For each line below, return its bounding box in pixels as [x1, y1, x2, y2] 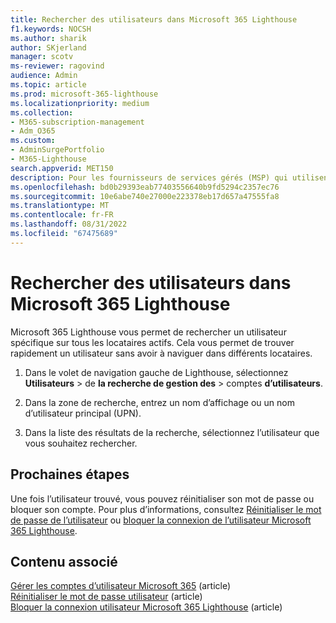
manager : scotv [10, 52, 74, 62]
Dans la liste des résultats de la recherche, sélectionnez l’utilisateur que [24, 426, 320, 438]
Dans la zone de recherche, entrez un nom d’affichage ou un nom [24, 396, 295, 408]
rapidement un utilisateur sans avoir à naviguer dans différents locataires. [10, 347, 313, 359]
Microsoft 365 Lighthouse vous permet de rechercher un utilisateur [10, 326, 287, 338]
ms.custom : [10, 136, 56, 146]
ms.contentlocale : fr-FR [10, 210, 114, 220]
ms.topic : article [10, 80, 87, 90]
